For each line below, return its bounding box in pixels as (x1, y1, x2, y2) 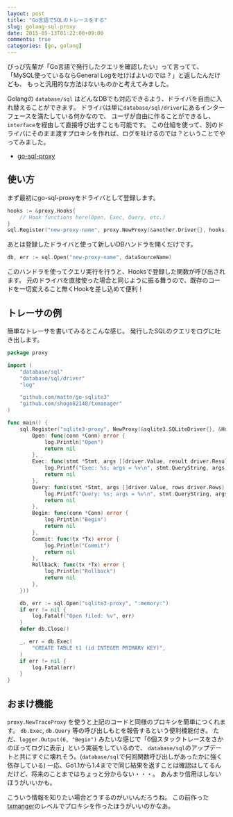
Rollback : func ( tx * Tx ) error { (32, 561, 126, 568)
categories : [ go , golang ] (7, 42, 82, 49)
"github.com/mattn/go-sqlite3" (19, 394, 110, 401)
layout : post (7, 10, 45, 17)
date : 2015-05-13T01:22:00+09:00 (7, 29, 104, 37)
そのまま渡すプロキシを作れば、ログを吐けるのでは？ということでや (31, 129, 226, 138)
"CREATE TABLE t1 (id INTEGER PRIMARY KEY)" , (32, 644, 166, 652)
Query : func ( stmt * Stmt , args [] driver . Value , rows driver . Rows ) (32, 484, 225, 490)
